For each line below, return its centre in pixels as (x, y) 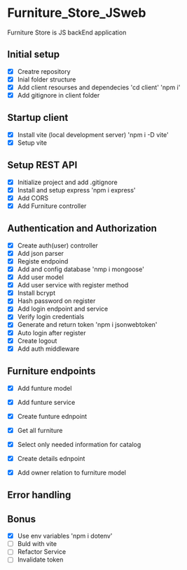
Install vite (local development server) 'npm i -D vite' (93, 134)
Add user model (41, 277)
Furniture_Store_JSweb (77, 13)
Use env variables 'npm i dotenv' (65, 536)
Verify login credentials (51, 317)
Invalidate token (40, 559)
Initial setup (34, 54)
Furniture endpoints (51, 371)
